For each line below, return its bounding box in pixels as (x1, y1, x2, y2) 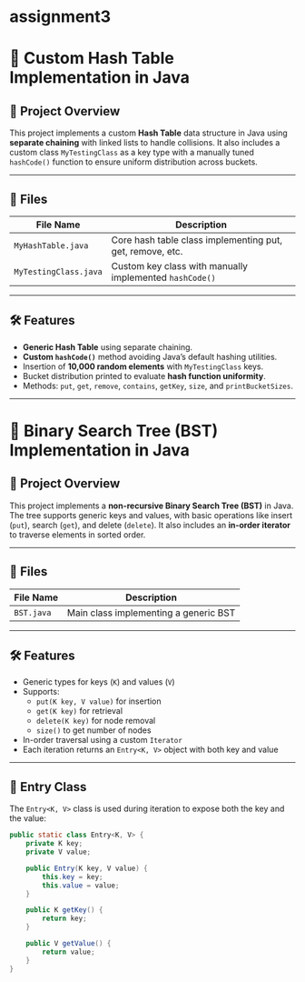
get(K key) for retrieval (35, 706, 123, 716)
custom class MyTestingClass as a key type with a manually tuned (9, 147, 254, 158)
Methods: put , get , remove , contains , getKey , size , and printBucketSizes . (22, 380, 293, 391)
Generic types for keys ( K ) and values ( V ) (22, 676, 175, 687)
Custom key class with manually (111, 260, 248, 272)
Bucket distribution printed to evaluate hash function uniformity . (22, 370, 266, 381)
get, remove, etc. (111, 245, 183, 257)
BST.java (14, 607, 52, 617)
